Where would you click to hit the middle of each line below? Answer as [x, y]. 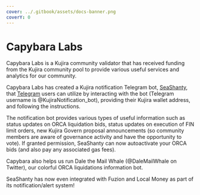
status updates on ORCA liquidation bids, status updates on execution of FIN [100, 124]
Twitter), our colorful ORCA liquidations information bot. [75, 168]
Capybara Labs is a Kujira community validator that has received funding [96, 63]
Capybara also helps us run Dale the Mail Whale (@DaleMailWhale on [92, 161]
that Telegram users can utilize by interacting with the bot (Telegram [90, 94]
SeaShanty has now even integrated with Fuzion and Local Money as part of [100, 179]
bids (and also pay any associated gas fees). [61, 150]
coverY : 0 [19, 17]
